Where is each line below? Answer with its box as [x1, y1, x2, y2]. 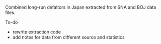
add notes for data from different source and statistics [12, 34, 125, 40]
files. [5, 9, 16, 15]
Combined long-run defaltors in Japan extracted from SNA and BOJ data [5, 4, 156, 10]
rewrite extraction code [12, 29, 61, 34]
